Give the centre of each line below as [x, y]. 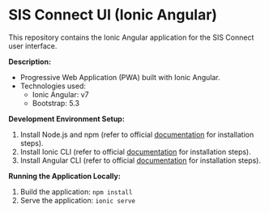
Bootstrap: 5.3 [56, 103]
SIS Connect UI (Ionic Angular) [113, 15]
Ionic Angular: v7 [60, 94]
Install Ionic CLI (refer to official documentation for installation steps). [135, 151]
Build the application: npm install [76, 191]
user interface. [33, 45]
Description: [30, 62]
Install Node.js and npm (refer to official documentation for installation [137, 134]
